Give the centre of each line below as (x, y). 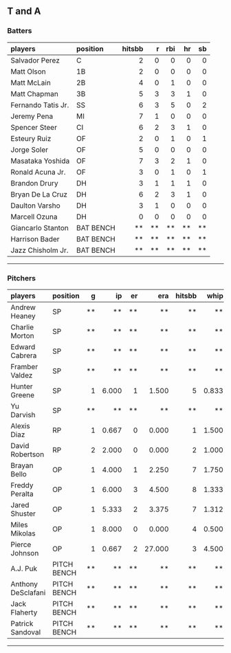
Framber (24, 366)
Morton (22, 335)
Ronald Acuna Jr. (38, 172)
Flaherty (24, 612)
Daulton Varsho (35, 206)
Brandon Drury (34, 183)
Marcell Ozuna (34, 217)
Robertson (27, 454)
